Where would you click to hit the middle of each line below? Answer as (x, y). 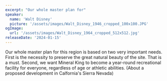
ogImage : (14, 28)
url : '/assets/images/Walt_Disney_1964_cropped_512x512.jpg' (75, 33)
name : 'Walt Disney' (31, 19)
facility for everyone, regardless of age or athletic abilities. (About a (74, 67)
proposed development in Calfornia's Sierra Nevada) (59, 73)
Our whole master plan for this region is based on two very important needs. (84, 52)
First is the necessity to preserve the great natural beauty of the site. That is (83, 57)
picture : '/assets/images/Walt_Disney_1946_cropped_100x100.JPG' (79, 24)
